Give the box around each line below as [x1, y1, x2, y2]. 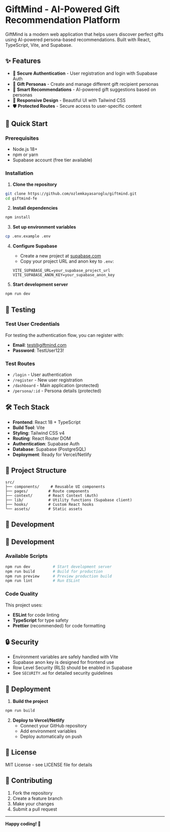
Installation [5, 170, 34, 177]
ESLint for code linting [12, 612, 60, 618]
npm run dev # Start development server [5, 564, 112, 569]
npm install [5, 215, 30, 220]
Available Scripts [5, 553, 48, 560]
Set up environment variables [12, 224, 76, 230]
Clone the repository [12, 181, 57, 187]
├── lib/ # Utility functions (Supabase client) [5, 497, 133, 502]
